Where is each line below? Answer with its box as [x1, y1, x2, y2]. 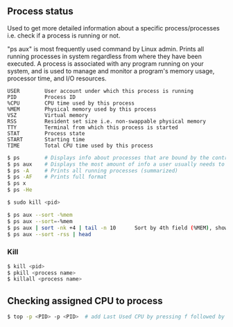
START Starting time [7, 136, 85, 143]
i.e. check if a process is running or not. [7, 31, 121, 39]
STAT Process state [7, 130, 85, 137]
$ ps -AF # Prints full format [7, 173, 107, 181]
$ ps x [7, 180, 26, 187]
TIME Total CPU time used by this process [7, 142, 154, 149]
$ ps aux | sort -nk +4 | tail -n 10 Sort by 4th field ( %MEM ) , [7, 224, 213, 231]
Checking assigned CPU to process [7, 294, 163, 307]
